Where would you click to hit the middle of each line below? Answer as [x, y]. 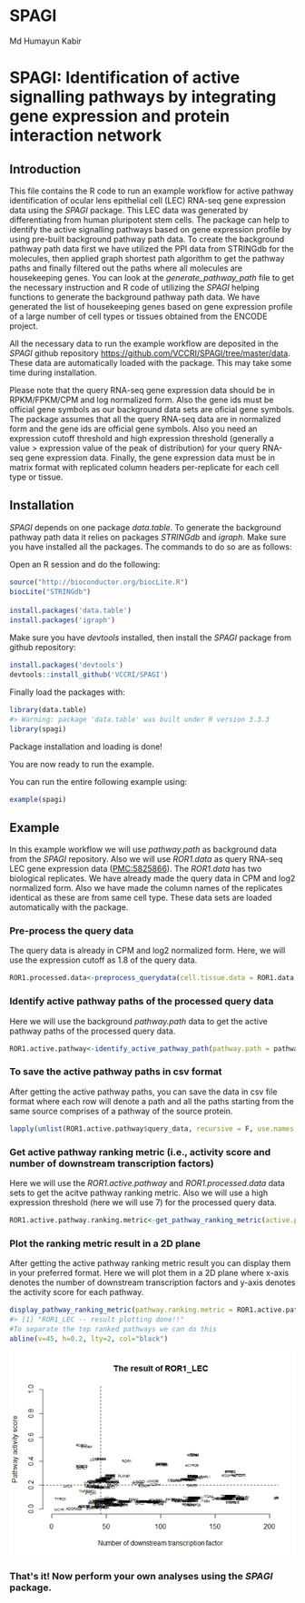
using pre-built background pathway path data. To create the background [147, 239]
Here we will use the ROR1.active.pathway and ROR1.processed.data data [148, 1183]
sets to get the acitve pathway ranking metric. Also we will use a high [139, 1192]
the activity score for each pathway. [77, 1292]
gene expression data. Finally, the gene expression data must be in [150, 457]
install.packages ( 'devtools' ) [67, 665]
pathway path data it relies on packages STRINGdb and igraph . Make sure [148, 537]
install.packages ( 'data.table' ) [70, 611]
